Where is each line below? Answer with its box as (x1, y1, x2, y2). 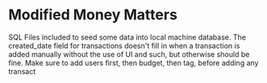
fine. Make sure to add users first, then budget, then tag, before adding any (8, 58, 259, 68)
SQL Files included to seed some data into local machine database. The (8, 32, 246, 42)
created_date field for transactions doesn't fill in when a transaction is (8, 40, 240, 50)
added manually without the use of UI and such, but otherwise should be (8, 49, 250, 59)
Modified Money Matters (8, 6, 177, 24)
